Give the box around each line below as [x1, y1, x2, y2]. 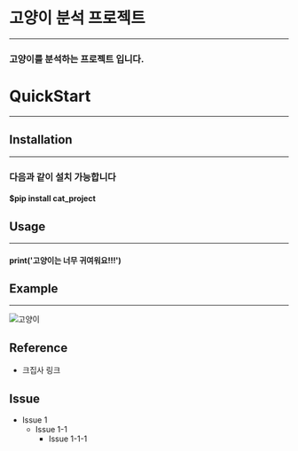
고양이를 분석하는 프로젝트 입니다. [9, 52, 145, 65]
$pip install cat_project [9, 193, 96, 204]
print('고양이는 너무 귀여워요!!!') [9, 254, 122, 266]
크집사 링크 [21, 365, 61, 376]
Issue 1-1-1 [48, 433, 88, 444]
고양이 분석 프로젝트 [9, 8, 146, 28]
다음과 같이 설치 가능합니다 [9, 170, 117, 183]
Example [9, 281, 59, 296]
